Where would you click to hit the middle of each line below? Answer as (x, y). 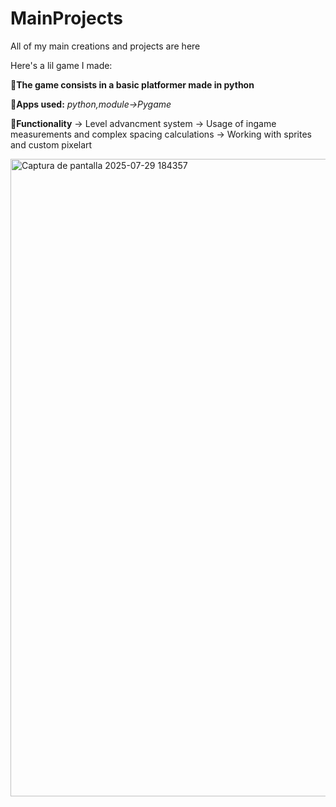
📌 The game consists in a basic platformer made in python (132, 84)
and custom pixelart (51, 144)
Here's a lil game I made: (61, 65)
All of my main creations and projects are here (105, 46)
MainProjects (66, 18)
